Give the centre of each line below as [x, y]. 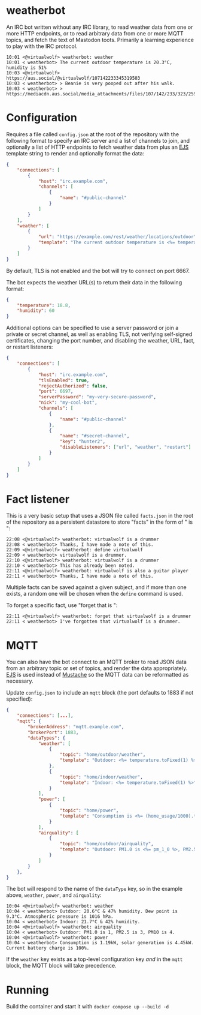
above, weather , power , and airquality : [54, 895]
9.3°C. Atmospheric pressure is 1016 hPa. [60, 917]
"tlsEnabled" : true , [64, 380]
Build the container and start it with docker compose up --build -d [88, 1007]
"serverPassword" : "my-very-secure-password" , [97, 397]
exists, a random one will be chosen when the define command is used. [95, 594]
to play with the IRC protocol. [42, 46]
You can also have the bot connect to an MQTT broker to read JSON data [97, 662]
